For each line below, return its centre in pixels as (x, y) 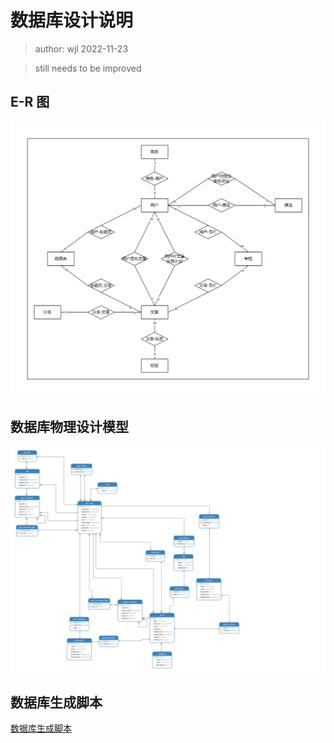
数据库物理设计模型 (69, 426)
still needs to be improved (88, 68)
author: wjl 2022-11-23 (81, 48)
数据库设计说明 (72, 20)
